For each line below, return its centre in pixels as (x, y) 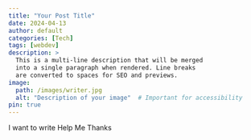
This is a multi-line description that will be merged (109, 61)
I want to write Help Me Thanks (60, 128)
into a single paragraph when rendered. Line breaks (106, 68)
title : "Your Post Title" (51, 16)
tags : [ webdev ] (34, 46)
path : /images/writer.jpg (59, 90)
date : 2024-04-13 (37, 23)
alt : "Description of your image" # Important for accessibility (129, 98)
